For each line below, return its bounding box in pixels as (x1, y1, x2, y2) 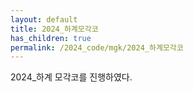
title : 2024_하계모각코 (10, 24, 99, 34)
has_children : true (10, 33, 92, 43)
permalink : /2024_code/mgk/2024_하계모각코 (10, 42, 184, 53)
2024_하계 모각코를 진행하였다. (10, 71, 133, 83)
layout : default (10, 14, 78, 25)
